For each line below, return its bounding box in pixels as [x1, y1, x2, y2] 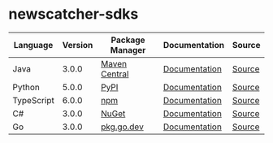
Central [101, 68, 129, 80]
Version [62, 39, 93, 50]
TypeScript [12, 94, 54, 106]
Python [12, 81, 41, 93]
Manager [110, 44, 146, 55]
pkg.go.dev [101, 121, 144, 132]
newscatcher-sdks [8, 5, 139, 24]
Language [13, 39, 54, 50]
